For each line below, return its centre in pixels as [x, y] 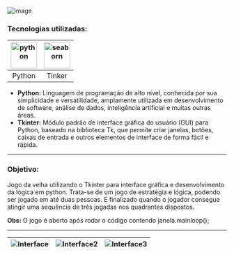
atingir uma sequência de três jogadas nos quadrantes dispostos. [101, 207]
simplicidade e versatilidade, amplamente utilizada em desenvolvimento [120, 100]
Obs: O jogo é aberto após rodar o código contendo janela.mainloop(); [108, 220]
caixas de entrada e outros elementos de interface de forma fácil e [113, 137]
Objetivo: [23, 169]
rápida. [28, 145]
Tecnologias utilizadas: [47, 29]
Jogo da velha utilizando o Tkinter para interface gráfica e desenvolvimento [116, 184]
